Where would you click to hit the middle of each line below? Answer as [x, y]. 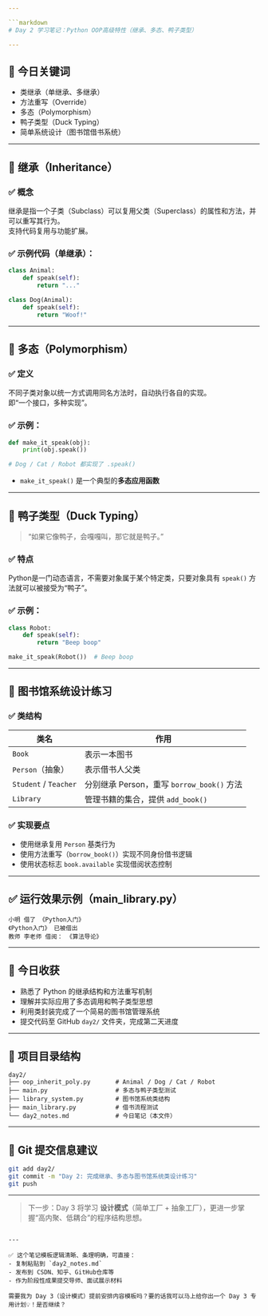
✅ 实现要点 [29, 825]
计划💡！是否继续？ [40, 1304]
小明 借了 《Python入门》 [47, 920]
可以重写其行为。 [36, 221]
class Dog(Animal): [41, 300]
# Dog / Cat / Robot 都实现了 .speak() [72, 464]
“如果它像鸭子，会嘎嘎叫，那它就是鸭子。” [96, 536]
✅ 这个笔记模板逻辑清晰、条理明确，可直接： [72, 1255]
